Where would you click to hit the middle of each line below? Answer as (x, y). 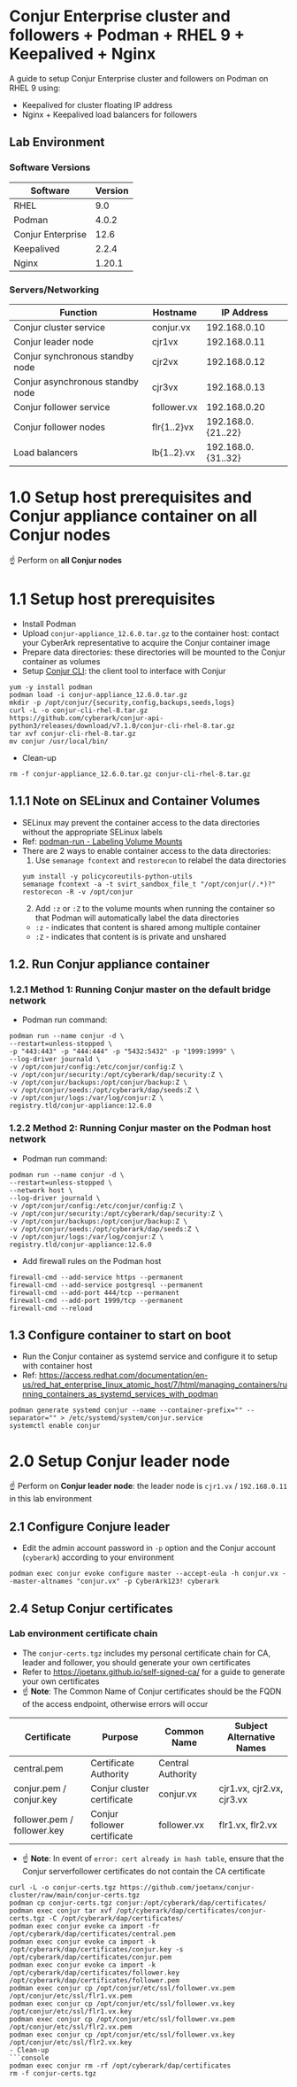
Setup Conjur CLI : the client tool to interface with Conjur (124, 671)
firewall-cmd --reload (51, 1308)
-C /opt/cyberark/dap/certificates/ (116, 1918)
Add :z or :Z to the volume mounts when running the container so (155, 908)
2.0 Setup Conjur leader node (120, 1461)
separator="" (33, 1418)
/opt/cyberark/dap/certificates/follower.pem (94, 1980)
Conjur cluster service (60, 327)
